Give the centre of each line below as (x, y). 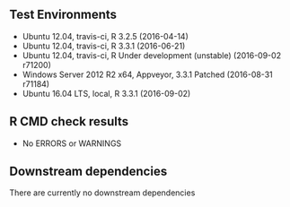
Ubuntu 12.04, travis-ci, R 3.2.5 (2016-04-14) (105, 36)
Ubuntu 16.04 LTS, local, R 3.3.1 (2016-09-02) (106, 93)
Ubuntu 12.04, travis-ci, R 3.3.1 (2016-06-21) (104, 46)
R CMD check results (69, 121)
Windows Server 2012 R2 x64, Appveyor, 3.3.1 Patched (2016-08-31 (147, 74)
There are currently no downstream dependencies (102, 193)
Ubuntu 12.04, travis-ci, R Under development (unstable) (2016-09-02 (151, 55)
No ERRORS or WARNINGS (72, 143)
